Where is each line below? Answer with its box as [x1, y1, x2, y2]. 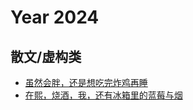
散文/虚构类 [10, 48, 82, 65]
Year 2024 [10, 6, 100, 29]
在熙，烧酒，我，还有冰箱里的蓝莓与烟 [24, 89, 183, 101]
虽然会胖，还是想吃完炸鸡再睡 [24, 77, 148, 88]
